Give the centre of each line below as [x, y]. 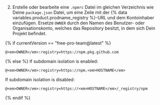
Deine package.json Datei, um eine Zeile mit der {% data [70, 12]
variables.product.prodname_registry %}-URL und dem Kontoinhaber [83, 18]
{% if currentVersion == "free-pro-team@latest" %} [58, 43]
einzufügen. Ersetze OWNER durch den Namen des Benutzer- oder [79, 23]
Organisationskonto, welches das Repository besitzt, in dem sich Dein [84, 28]
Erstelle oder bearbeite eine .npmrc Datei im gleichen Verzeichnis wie [83, 7]
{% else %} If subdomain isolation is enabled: [52, 61]
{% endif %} [18, 98]
